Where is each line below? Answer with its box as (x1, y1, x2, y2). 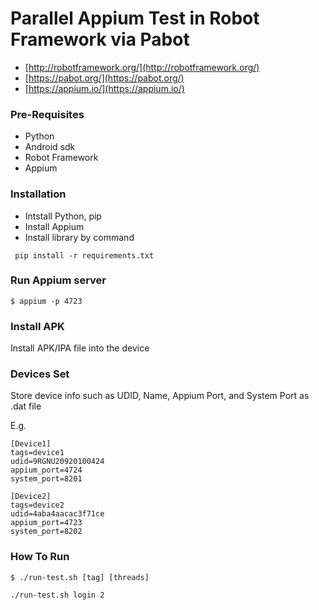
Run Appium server (10, 273, 107, 287)
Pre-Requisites (10, 107, 85, 121)
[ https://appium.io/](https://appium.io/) (24, 82, 185, 94)
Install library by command (24, 231, 135, 243)
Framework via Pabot (10, 28, 190, 51)
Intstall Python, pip (24, 210, 102, 222)
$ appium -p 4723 (10, 296, 83, 306)
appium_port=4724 (10, 465, 83, 476)
